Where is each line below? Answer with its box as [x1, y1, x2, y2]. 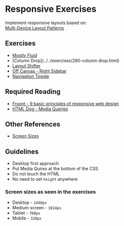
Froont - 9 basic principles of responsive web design [12, 100, 119, 106]
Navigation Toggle [12, 73, 50, 79]
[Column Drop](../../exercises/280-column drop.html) [12, 58, 120, 64]
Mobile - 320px [12, 215, 42, 221]
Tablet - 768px [12, 210, 41, 216]
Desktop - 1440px [12, 199, 47, 205]
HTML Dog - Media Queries [12, 106, 69, 112]
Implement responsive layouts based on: [5, 20, 87, 26]
